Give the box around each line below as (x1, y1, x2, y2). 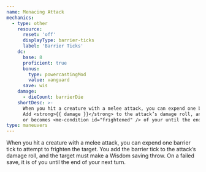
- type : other (12, 20, 48, 26)
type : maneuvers (6, 123, 48, 129)
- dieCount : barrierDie (22, 94, 84, 100)
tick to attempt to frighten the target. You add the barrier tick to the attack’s (6, 146, 196, 153)
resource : (17, 26, 43, 32)
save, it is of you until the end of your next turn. (6, 159, 126, 166)
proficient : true (22, 60, 67, 66)
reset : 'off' (22, 32, 56, 38)
